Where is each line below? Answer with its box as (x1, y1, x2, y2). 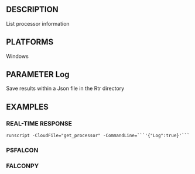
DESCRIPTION (6, 5, 59, 15)
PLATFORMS (6, 37, 54, 47)
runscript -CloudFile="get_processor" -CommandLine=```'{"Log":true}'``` (6, 133, 190, 139)
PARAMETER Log (6, 69, 70, 79)
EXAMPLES (6, 102, 49, 112)
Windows (6, 53, 29, 60)
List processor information (6, 20, 70, 27)
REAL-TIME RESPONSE (6, 119, 72, 127)
